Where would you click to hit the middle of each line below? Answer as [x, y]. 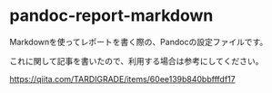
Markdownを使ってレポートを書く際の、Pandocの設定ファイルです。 [139, 42]
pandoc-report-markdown [111, 16]
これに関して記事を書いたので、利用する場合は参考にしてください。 [136, 60]
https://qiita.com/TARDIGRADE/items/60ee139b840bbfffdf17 [122, 79]
